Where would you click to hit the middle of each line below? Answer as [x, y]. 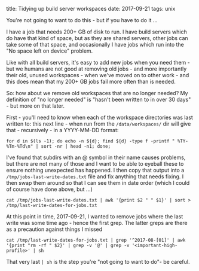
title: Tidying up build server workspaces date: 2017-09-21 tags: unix [91, 9]
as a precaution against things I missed [54, 229]
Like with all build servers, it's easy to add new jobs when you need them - [98, 63]
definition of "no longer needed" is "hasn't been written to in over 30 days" [99, 99]
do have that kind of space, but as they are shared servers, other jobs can [97, 38]
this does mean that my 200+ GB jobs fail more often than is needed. [91, 81]
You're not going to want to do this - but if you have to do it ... [82, 20]
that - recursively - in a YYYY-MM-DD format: [62, 130]
